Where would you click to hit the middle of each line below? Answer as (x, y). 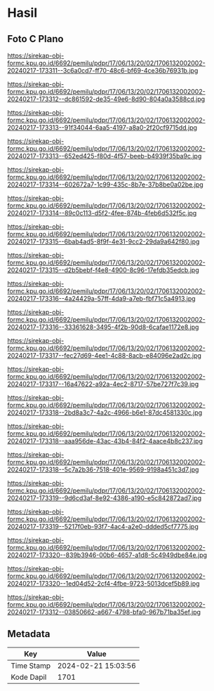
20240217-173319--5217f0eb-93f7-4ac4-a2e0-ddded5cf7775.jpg (103, 526)
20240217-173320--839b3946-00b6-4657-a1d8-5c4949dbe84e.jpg (107, 555)
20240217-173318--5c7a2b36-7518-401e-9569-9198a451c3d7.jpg (103, 469)
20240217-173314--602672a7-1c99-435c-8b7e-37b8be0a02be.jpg (105, 185)
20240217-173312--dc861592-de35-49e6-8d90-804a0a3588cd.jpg (106, 99)
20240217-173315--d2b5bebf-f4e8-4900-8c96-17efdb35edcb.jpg (103, 270)
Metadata (29, 634)
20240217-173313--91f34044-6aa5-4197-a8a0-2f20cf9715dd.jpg (102, 127)
